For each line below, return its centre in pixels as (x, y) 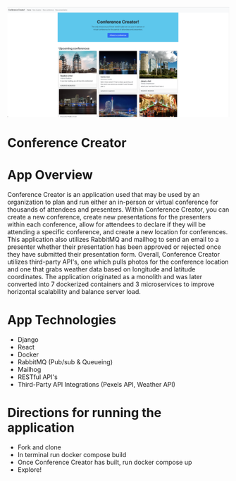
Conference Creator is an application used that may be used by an (104, 194)
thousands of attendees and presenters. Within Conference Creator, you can (118, 209)
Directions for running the (85, 412)
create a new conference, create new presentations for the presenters (109, 217)
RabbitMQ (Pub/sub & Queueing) (65, 361)
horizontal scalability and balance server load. (74, 291)
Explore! (30, 469)
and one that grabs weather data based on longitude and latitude (101, 269)
